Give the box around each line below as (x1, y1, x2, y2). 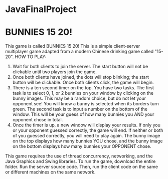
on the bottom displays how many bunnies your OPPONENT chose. (12, 143, 151, 149)
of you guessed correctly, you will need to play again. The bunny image (12, 133, 160, 139)
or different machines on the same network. (5, 169, 96, 175)
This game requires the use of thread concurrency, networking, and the (5, 153, 153, 159)
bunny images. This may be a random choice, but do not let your (12, 95, 146, 101)
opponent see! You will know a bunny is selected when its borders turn (12, 101, 159, 107)
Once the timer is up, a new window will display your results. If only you (12, 122, 160, 128)
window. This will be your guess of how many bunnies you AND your (12, 111, 154, 117)
